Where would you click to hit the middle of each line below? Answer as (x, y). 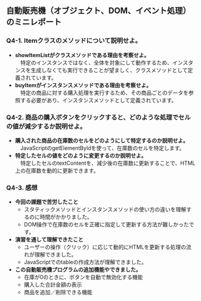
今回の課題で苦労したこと (46, 202)
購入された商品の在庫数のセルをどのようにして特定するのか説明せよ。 (102, 140)
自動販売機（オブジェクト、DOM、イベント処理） (98, 11)
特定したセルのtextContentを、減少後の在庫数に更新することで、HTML (108, 163)
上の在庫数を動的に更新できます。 (57, 170)
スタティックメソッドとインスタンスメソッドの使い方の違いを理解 (105, 209)
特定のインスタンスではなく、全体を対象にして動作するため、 (96, 63)
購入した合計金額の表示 (53, 285)
